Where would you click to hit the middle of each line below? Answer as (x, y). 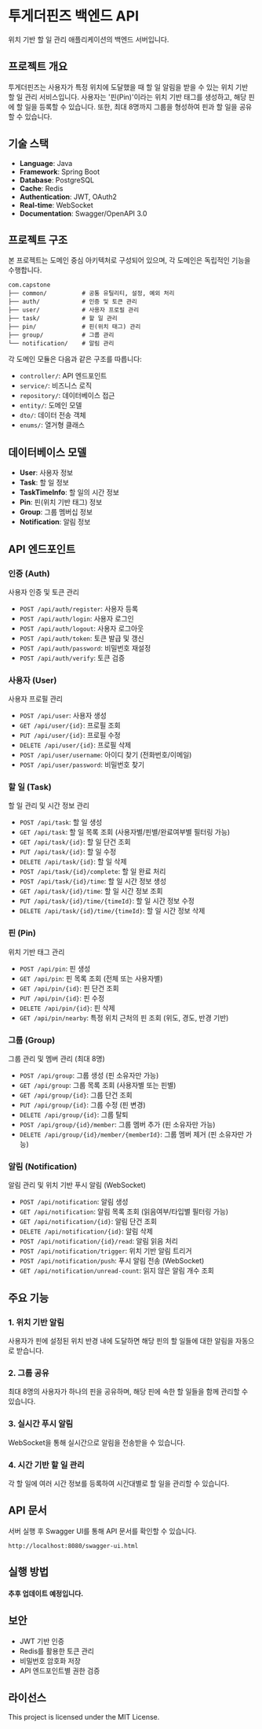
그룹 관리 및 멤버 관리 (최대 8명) (57, 1059)
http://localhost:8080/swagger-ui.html (73, 1546)
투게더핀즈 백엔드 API (74, 16)
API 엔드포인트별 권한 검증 (60, 1670)
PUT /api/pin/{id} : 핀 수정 (62, 998)
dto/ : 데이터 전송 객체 (53, 415)
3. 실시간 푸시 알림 (41, 1424)
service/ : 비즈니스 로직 (56, 385)
